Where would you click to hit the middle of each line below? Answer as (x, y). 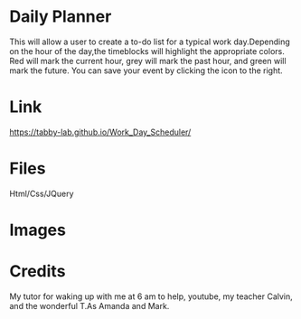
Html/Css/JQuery (42, 193)
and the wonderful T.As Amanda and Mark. (89, 305)
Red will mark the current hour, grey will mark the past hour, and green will (148, 61)
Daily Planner (61, 17)
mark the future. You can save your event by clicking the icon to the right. (146, 70)
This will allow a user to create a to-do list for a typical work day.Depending (150, 42)
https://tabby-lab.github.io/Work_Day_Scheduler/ (100, 132)
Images (38, 230)
